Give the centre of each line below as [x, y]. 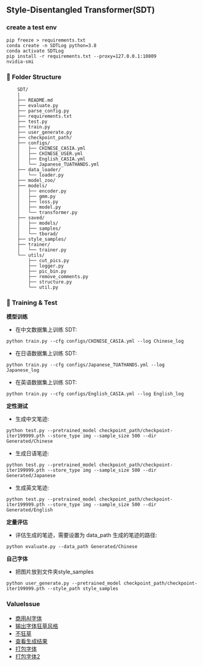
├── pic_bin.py [48, 271]
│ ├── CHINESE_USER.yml [50, 153]
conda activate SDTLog [35, 51]
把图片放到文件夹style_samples [54, 572]
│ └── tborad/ [38, 234]
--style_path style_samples [83, 589]
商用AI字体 [29, 618]
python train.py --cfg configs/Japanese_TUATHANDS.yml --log [86, 365]
